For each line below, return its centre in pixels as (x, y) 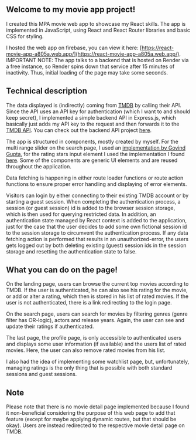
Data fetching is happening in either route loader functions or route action (95, 178)
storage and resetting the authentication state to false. (71, 251)
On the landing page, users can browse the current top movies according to (97, 284)
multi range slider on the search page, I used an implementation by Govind (96, 148)
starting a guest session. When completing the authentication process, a (93, 201)
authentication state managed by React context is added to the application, (97, 220)
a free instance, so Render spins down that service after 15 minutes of (90, 66)
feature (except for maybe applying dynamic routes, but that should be (91, 419)
